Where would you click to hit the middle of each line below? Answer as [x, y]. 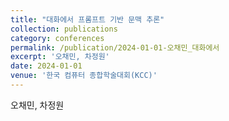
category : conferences [57, 38]
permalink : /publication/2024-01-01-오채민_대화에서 [115, 47]
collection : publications [64, 29]
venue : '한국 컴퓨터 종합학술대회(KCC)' [84, 76]
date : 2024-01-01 [46, 66]
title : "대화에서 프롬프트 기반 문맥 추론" [87, 19]
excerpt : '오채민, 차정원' [60, 57]
